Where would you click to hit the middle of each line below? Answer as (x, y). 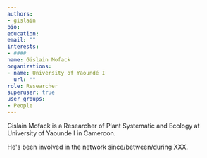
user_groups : (26, 99)
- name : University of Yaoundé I (56, 73)
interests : (23, 47)
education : (23, 34)
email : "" (22, 40)
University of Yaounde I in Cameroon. (62, 133)
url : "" (25, 79)
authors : (20, 14)
